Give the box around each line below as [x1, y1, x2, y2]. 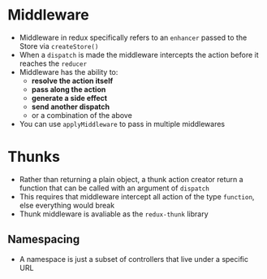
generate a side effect [31, 93, 107, 102]
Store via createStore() [19, 41, 99, 50]
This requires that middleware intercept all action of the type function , [19, 191, 255, 201]
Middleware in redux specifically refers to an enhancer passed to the [19, 33, 248, 42]
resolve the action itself [31, 76, 114, 85]
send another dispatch [31, 102, 110, 111]
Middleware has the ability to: [19, 67, 118, 76]
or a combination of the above [31, 110, 133, 120]
